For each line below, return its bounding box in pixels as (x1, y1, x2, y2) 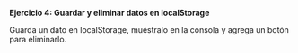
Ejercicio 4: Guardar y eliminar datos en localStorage (9, 8, 210, 18)
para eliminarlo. (9, 34, 67, 44)
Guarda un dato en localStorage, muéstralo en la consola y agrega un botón (9, 25, 290, 34)
